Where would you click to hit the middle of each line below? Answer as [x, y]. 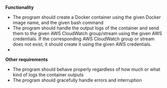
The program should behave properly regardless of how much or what [86, 69]
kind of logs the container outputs [48, 75]
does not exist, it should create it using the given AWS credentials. [82, 44]
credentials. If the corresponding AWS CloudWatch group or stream [83, 39]
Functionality [20, 7]
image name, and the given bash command [58, 23]
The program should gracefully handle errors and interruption [77, 80]
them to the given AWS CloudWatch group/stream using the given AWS [87, 33]
